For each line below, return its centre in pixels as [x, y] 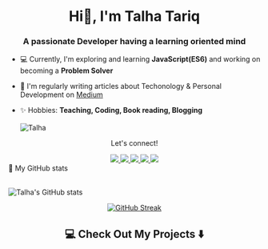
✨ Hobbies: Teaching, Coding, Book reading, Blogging [111, 110]
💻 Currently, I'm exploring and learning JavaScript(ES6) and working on [140, 59]
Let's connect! [134, 143]
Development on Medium [62, 94]
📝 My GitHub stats [38, 168]
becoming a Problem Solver [66, 70]
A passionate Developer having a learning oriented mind [134, 42]
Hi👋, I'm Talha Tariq [134, 16]
